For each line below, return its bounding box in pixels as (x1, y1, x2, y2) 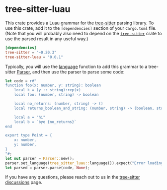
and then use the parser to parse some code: (32, 68, 125, 75)
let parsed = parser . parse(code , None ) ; (5, 165, 90, 170)
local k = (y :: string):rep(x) (14, 88, 81, 93)
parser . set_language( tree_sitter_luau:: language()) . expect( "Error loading (5, 160, 164, 166)
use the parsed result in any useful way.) (5, 36, 88, 42)
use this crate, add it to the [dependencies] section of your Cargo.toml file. (5, 25, 157, 31)
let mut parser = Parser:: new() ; (5, 156, 75, 161)
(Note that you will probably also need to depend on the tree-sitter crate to (5, 30, 162, 36)
